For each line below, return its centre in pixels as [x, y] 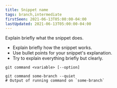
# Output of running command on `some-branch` [55, 80]
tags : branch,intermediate [34, 14]
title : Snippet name [27, 10]
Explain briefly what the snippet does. [44, 38]
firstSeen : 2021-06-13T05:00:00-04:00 [46, 19]
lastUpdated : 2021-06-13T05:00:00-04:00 [48, 24]
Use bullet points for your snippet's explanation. [62, 53]
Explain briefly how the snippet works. [52, 47]
